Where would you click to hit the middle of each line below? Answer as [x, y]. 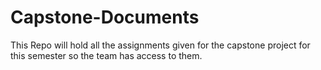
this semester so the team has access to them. [106, 55]
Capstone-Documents [105, 17]
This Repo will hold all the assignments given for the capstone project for [160, 45]
